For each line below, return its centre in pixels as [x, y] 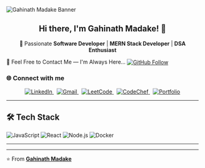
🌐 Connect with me [35, 78]
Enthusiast [103, 50]
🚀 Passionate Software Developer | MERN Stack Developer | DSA [103, 43]
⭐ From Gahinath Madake [39, 159]
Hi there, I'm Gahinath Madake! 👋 [103, 29]
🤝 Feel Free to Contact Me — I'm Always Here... [66, 62]
